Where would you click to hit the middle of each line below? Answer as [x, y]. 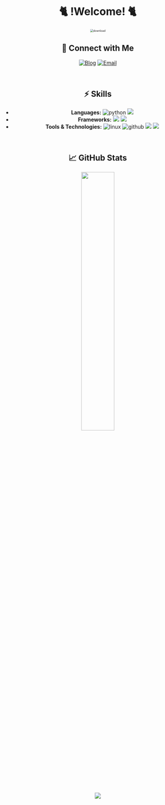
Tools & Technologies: [73, 126]
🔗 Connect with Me [98, 48]
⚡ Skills [98, 94]
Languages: [86, 112]
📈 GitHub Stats [98, 158]
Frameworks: [95, 119]
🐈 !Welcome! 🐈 [98, 12]
